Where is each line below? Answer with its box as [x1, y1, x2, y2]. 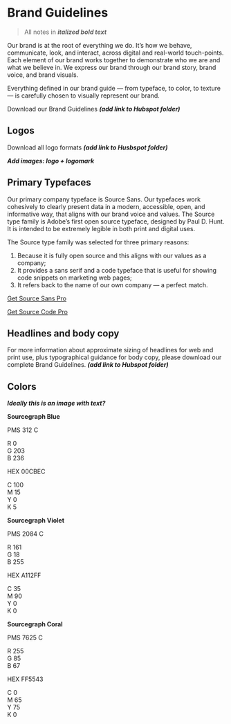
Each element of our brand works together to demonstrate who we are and [7, 55, 221, 64]
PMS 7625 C [7, 633, 43, 642]
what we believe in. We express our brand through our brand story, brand [7, 63, 216, 71]
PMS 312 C [7, 426, 39, 434]
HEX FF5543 [7, 675, 44, 683]
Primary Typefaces [7, 177, 91, 188]
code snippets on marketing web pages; [17, 273, 133, 282]
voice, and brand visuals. [7, 71, 79, 79]
